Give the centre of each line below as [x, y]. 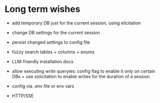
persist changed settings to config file [51, 42]
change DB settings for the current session [56, 32]
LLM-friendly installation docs [43, 61]
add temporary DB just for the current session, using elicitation [76, 23]
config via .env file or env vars [43, 86]
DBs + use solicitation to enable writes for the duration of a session [81, 76]
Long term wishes [43, 9]
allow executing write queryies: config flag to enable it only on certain [83, 71]
